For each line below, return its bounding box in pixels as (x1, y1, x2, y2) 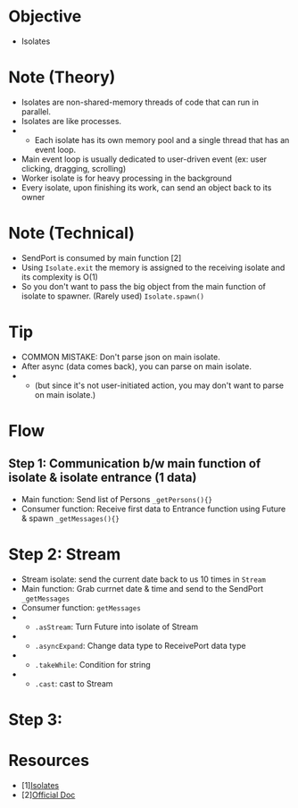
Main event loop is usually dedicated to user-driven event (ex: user (21, 154, 268, 164)
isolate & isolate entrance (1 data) (8, 470, 197, 485)
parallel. (21, 105, 51, 117)
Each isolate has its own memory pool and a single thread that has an (34, 134, 290, 145)
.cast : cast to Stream (34, 678, 113, 689)
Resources (8, 751, 90, 770)
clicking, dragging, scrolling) (21, 163, 127, 173)
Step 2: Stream (8, 543, 121, 564)
